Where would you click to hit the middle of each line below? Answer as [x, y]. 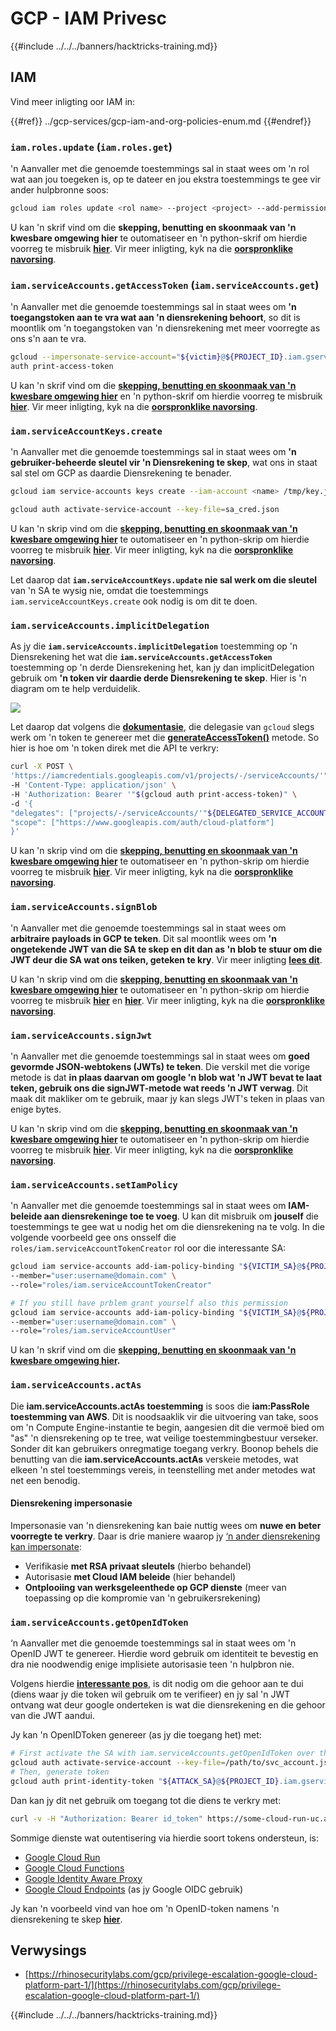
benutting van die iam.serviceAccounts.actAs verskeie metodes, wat [154, 1459]
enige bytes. [36, 1109]
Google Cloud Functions [74, 1868]
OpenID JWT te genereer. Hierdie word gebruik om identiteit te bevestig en [164, 1654]
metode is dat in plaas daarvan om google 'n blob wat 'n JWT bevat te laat [166, 1077]
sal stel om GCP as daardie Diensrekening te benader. [121, 473]
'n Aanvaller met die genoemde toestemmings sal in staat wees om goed [160, 1056]
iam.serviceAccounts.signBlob [84, 907]
